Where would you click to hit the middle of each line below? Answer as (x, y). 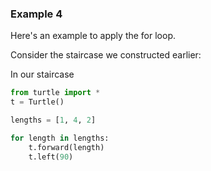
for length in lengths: (60, 138)
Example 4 (36, 14)
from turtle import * (55, 93)
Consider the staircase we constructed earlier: (106, 55)
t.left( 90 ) (51, 157)
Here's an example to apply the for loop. (93, 36)
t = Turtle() (37, 102)
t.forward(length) (66, 147)
